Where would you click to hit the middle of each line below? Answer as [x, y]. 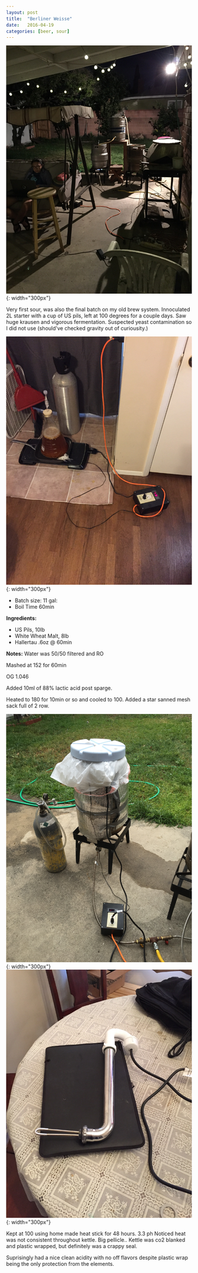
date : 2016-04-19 [30, 25]
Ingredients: [22, 618]
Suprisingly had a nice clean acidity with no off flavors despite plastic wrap [97, 1258]
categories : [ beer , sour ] [38, 31]
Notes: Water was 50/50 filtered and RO [55, 654]
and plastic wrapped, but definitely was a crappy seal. [72, 1246]
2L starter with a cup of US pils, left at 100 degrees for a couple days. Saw [96, 316]
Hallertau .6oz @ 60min [43, 642]
